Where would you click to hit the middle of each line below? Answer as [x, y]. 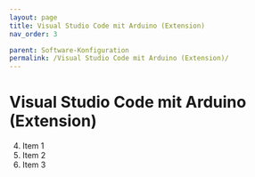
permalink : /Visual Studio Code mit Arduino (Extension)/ [119, 59]
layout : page [33, 17]
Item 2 [34, 156]
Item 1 [33, 146]
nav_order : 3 [33, 34]
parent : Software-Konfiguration [69, 50]
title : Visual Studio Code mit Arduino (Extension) [107, 26]
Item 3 [34, 165]
